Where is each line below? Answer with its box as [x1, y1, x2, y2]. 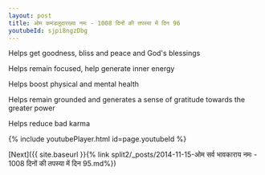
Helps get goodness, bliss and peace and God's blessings [8, 49, 201, 58]
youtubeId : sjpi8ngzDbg [8, 26, 88, 34]
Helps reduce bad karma [8, 119, 91, 129]
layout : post [8, 11, 52, 20]
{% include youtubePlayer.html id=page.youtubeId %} [8, 134, 187, 144]
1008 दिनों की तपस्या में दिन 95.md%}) [8, 159, 116, 169]
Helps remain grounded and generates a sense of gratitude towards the [8, 95, 246, 105]
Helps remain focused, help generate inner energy [8, 64, 175, 74]
